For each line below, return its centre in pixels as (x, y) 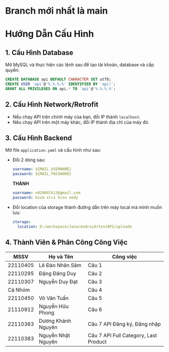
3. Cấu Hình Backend (38, 138)
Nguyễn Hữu (54, 306)
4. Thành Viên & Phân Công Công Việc (66, 243)
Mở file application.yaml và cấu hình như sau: (53, 150)
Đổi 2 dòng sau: (29, 160)
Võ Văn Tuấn (54, 298)
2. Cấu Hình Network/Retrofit (52, 104)
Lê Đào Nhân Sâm (60, 265)
